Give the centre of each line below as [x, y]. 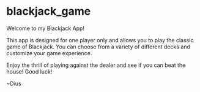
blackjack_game [49, 11]
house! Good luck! [29, 71]
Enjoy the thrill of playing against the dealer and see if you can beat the [96, 65]
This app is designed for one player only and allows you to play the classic [100, 40]
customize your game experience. [49, 53]
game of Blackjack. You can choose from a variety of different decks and [98, 47]
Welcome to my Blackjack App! [45, 28]
